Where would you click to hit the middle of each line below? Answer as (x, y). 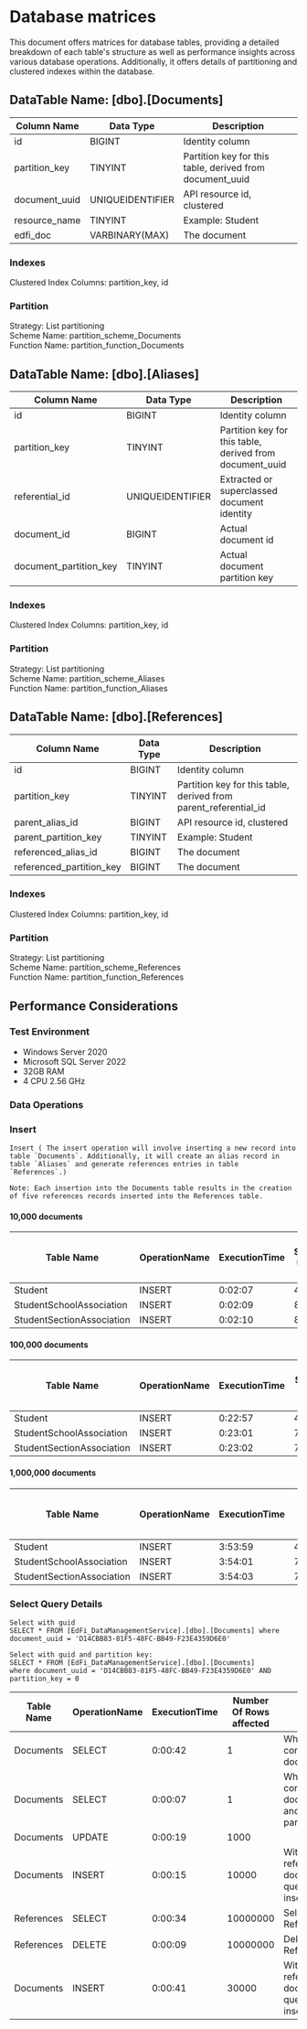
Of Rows (250, 1712)
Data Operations (47, 1104)
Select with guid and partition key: (81, 1654)
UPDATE (90, 1837)
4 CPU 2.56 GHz (54, 1080)
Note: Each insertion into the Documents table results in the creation (151, 1188)
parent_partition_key (58, 837)
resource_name (48, 220)
